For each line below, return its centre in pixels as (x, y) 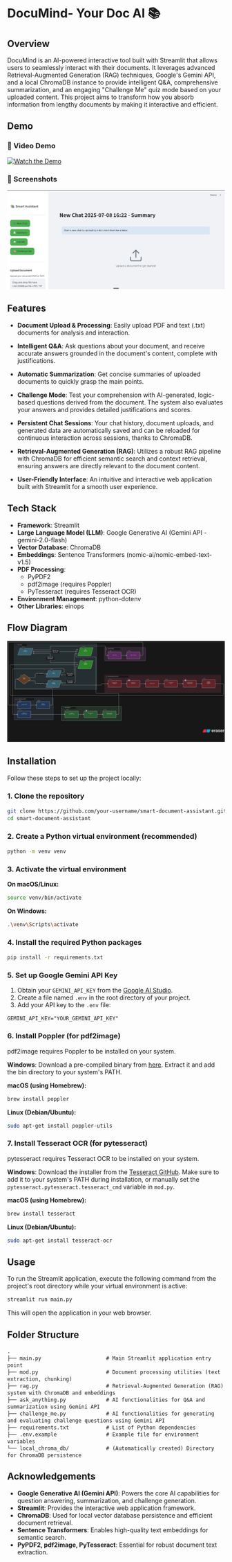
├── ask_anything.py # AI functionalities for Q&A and (106, 1400)
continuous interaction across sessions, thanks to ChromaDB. (105, 438)
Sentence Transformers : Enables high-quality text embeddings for (113, 1530)
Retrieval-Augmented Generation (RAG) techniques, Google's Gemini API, (112, 75)
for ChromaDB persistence (44, 1455)
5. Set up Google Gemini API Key (62, 975)
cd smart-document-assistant (49, 818)
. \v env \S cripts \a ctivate (43, 925)
